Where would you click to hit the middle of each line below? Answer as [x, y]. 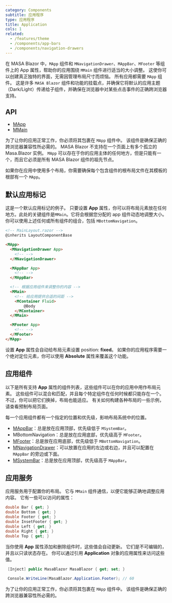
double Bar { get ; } [27, 508]
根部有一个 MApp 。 [24, 177]
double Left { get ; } [28, 527]
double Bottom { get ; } [31, 512]
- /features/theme [30, 39]
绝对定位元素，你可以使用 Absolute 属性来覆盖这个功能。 [70, 356]
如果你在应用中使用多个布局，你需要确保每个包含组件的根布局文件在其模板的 [86, 170]
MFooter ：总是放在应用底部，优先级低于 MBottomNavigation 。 [78, 441]
